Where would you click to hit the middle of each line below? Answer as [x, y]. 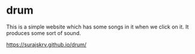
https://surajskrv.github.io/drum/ [46, 45]
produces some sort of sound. [43, 33]
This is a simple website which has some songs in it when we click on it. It [97, 27]
